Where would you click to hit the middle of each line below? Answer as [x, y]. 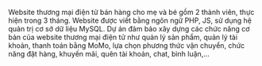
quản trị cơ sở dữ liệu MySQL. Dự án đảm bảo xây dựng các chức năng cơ [129, 29]
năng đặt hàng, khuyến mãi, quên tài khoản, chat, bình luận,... [109, 54]
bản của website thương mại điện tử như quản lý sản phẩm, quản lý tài [123, 37]
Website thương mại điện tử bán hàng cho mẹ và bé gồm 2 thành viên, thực [131, 12]
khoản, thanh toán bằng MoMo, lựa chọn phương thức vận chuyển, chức [127, 46]
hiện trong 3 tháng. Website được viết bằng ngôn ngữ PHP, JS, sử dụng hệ [130, 20]
